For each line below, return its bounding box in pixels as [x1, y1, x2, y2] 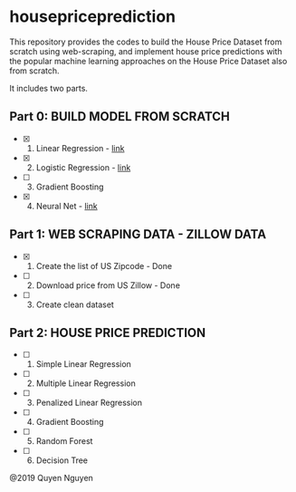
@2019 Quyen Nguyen [9, 473, 93, 484]
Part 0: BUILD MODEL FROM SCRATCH [9, 109, 231, 124]
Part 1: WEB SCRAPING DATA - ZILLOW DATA [9, 227, 267, 242]
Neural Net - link [35, 200, 98, 211]
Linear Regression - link [35, 142, 125, 153]
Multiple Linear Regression [35, 378, 136, 389]
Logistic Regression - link [35, 161, 131, 173]
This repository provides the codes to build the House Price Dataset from [9, 36, 282, 47]
